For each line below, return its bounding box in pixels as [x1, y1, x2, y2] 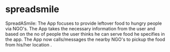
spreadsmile [5, 4, 59, 15]
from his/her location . [5, 41, 52, 47]
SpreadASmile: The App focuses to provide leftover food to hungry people [5, 20, 162, 26]
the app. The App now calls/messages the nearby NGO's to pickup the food [5, 36, 165, 42]
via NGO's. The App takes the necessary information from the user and [5, 25, 155, 31]
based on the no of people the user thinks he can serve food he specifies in [5, 31, 165, 37]
